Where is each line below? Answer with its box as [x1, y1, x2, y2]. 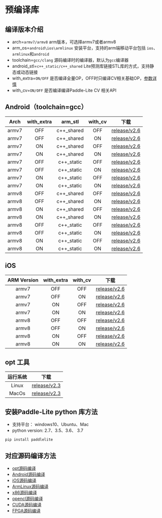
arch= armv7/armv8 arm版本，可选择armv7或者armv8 [12, 39, 116, 45]
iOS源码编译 [12, 478, 36, 484]
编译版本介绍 [5, 25, 44, 33]
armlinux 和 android [12, 51, 49, 57]
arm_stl [61, 118, 79, 125]
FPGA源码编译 [12, 508, 41, 514]
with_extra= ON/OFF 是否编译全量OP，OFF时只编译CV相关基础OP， [12, 76, 144, 81]
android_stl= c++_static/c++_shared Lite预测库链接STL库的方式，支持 [12, 63, 150, 69]
